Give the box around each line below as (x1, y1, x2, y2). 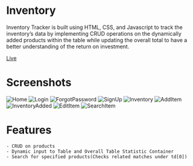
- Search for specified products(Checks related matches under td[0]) (6, 153, 188, 160)
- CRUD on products (6, 143, 55, 149)
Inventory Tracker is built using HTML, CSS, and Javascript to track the (6, 24, 183, 31)
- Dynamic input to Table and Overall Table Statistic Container (6, 148, 174, 155)
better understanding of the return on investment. (6, 43, 130, 50)
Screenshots (6, 76, 72, 89)
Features (6, 123, 52, 137)
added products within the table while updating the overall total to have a (6, 36, 188, 43)
